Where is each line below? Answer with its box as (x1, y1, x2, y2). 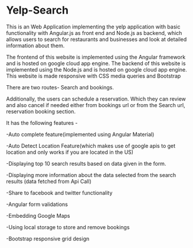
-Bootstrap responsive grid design (6, 235, 90, 242)
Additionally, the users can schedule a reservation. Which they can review (6, 95, 186, 102)
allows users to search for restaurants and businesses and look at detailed (6, 36, 187, 43)
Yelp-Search (6, 4, 69, 17)
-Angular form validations (6, 201, 68, 208)
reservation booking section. (6, 108, 76, 115)
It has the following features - (6, 119, 78, 126)
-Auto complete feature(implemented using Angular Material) (6, 131, 155, 138)
